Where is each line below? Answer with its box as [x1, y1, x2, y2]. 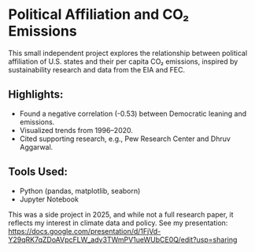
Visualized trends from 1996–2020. [19, 125, 134, 135]
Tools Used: [8, 165, 68, 179]
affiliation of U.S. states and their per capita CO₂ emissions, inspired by [8, 57, 238, 66]
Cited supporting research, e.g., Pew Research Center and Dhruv [19, 134, 231, 143]
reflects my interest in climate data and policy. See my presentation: [8, 218, 228, 228]
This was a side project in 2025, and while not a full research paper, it [8, 209, 234, 219]
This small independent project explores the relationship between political [8, 48, 248, 57]
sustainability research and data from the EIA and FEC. [8, 65, 186, 74]
